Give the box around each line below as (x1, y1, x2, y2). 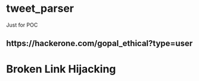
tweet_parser (6, 2, 74, 15)
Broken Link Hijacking (6, 62, 116, 76)
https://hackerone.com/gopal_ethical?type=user (6, 38, 193, 48)
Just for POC (6, 21, 38, 28)
